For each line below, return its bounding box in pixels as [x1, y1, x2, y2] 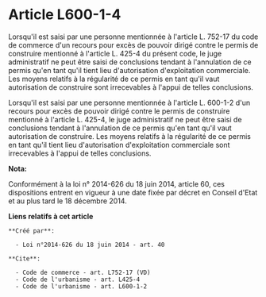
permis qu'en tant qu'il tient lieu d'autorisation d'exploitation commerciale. [8, 65, 251, 75]
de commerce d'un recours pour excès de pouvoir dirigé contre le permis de [8, 40, 259, 49]
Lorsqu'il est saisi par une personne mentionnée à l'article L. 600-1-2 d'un [8, 98, 251, 107]
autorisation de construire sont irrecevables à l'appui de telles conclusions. [8, 82, 254, 92]
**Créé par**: [8, 226, 56, 235]
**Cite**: [8, 254, 41, 263]
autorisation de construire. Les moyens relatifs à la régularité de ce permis [8, 131, 252, 141]
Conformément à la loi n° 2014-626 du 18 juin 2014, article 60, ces [8, 179, 225, 188]
